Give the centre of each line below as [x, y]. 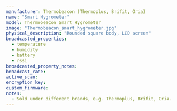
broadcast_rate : [26, 72]
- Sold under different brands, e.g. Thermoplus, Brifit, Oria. [92, 99]
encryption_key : [26, 83]
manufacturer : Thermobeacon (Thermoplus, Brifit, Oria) [76, 11]
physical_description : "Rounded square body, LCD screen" [79, 33]
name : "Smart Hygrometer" [38, 17]
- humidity [25, 50]
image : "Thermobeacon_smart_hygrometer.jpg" [61, 28]
